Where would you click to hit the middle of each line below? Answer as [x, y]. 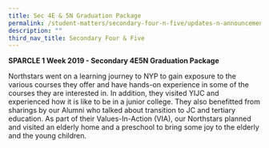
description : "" [35, 30]
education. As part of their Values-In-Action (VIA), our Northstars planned [130, 119]
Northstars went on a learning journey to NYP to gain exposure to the [122, 76]
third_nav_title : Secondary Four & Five [77, 38]
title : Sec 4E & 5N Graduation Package [75, 16]
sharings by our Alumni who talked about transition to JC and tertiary [122, 110]
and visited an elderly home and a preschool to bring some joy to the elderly [134, 127]
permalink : [26, 23]
